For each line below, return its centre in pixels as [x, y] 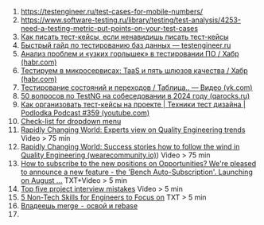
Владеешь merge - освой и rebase [79, 206]
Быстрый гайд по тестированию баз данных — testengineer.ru [126, 45]
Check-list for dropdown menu [71, 121]
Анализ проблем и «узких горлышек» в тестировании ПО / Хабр [130, 54]
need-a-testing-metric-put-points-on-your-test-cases [109, 28]
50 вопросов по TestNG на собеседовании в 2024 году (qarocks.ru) [135, 96]
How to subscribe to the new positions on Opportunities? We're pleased [138, 163]
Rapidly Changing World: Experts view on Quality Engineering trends [133, 130]
